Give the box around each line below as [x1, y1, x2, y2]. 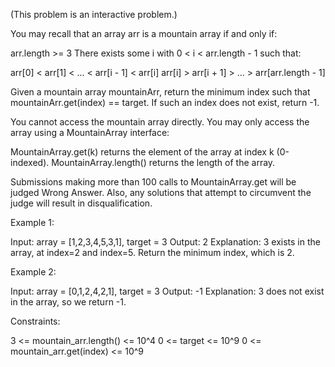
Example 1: [10, 217, 55, 228]
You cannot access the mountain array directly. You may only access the [10, 116, 310, 128]
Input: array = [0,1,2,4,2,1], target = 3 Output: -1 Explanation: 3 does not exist [10, 285, 325, 297]
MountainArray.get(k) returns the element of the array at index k [10, 146, 275, 158]
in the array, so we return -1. [10, 296, 127, 308]
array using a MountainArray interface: [10, 127, 170, 138]
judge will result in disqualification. [10, 197, 153, 209]
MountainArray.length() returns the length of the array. [51, 157, 276, 168]
